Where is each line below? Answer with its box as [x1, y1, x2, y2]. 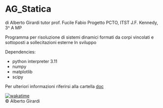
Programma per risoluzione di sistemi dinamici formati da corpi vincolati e [5, 34, 154, 40]
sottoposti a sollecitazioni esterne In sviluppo [5, 39, 97, 45]
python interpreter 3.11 [12, 58, 57, 64]
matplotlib [12, 68, 33, 74]
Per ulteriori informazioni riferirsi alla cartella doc [5, 83, 104, 89]
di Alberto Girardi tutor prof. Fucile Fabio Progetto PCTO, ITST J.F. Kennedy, [5, 20, 159, 25]
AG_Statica [5, 3, 52, 15]
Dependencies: [5, 49, 36, 55]
